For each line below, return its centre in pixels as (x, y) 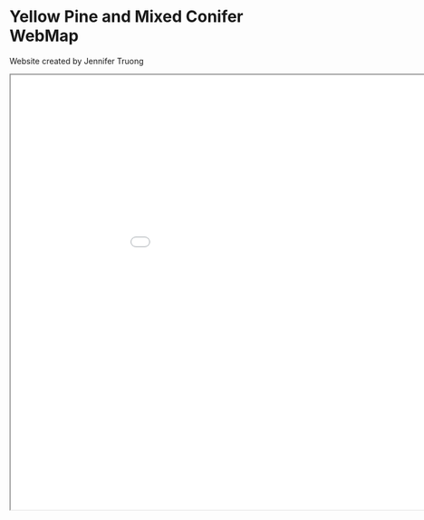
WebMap (44, 36)
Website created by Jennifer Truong (77, 61)
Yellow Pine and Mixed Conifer (126, 17)
